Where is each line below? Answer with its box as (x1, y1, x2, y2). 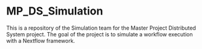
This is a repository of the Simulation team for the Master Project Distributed (6, 24, 197, 31)
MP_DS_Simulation (6, 4, 103, 18)
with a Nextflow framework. (6, 37, 76, 44)
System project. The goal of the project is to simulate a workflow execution (6, 30, 193, 38)
